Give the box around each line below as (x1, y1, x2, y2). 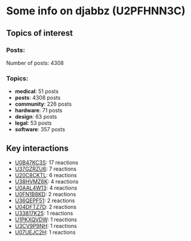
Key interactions (6, 143, 69, 153)
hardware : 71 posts (14, 107, 63, 114)
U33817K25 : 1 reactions (14, 209, 73, 217)
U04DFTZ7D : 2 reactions (14, 203, 76, 210)
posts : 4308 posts (14, 94, 61, 101)
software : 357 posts (14, 126, 66, 133)
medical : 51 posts (14, 88, 58, 95)
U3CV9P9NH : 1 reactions (14, 222, 77, 229)
